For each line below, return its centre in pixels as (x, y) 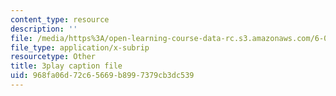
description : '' (44, 29)
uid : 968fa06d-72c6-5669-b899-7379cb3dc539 (102, 76)
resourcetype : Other (53, 57)
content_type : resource (60, 19)
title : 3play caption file (66, 66)
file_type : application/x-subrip (80, 47)
